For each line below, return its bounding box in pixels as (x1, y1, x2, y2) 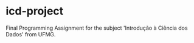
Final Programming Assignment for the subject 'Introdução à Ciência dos (5, 24, 188, 31)
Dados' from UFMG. (5, 30, 56, 38)
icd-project (5, 4, 64, 18)
